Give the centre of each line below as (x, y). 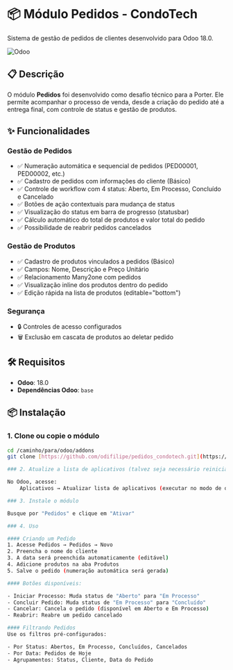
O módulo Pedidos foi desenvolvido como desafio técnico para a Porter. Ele (115, 95)
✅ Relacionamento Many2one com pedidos (79, 277)
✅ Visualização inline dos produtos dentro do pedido (93, 285)
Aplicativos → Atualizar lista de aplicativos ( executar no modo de (121, 489)
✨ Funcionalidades (49, 131)
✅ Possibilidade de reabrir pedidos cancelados (84, 228)
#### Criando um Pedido (42, 539)
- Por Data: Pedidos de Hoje (49, 653)
